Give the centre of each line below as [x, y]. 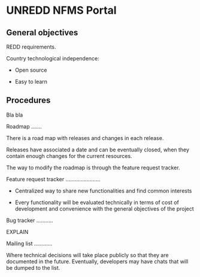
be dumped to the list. [33, 267]
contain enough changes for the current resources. [69, 156]
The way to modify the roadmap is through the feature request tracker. [93, 168]
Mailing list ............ [29, 243]
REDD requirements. [31, 47]
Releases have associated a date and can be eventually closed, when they [98, 150]
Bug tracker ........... [30, 220]
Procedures [28, 100]
